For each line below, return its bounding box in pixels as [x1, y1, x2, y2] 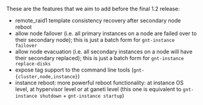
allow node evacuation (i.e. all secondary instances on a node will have [15, 48, 193, 55]
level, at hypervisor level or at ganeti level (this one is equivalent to [15, 86, 182, 93]
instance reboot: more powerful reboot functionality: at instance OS [15, 79, 184, 86]
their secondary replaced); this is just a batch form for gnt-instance [15, 55, 184, 61]
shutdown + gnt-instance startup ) [39, 92, 124, 99]
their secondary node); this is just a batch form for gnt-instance [15, 36, 175, 43]
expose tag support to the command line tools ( [15, 66, 134, 73]
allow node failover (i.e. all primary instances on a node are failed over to [15, 30, 197, 37]
